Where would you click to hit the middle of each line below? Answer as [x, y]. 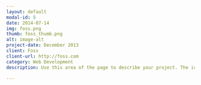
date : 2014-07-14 [28, 23]
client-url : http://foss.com [42, 56]
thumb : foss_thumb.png [34, 34]
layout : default [26, 12]
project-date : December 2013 [42, 45]
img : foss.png [24, 28]
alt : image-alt [25, 40]
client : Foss [22, 51]
